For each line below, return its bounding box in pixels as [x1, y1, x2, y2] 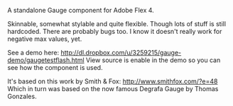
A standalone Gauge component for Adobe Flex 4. [7, 6, 154, 14]
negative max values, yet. [7, 35, 82, 43]
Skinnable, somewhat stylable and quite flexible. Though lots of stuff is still [7, 20, 226, 28]
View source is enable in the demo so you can [85, 56, 221, 64]
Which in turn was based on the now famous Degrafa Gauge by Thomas [7, 85, 219, 93]
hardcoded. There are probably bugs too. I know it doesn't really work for [7, 28, 222, 35]
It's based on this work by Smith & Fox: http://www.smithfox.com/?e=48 [7, 77, 218, 86]
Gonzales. [7, 92, 37, 100]
